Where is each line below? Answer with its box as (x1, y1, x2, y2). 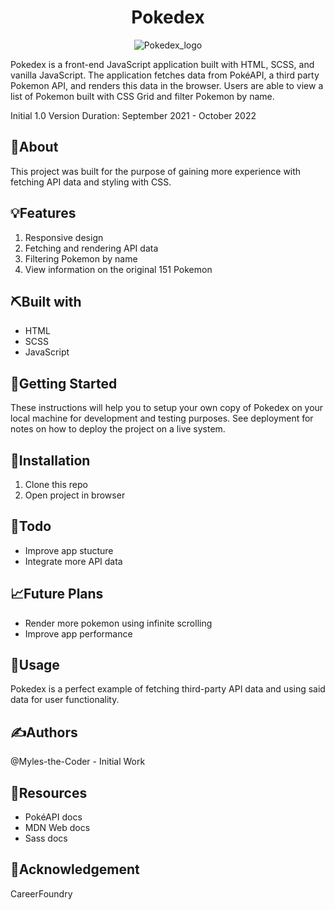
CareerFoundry (10, 887, 73, 900)
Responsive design (24, 231, 104, 243)
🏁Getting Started (10, 375, 118, 392)
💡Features (10, 205, 77, 222)
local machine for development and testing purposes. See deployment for (10, 412, 314, 425)
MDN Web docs (24, 822, 91, 834)
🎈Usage (10, 657, 60, 674)
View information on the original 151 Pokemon (24, 263, 213, 275)
